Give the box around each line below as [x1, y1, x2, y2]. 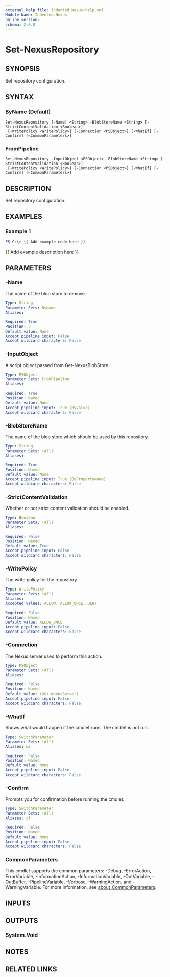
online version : [5, 17, 40, 22]
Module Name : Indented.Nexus [5, 12, 67, 17]
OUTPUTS [5, 916, 38, 925]
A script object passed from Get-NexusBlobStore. [5, 362, 110, 368]
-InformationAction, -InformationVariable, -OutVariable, [35, 873, 152, 879]
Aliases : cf [5, 816, 31, 821]
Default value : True [5, 543, 50, 548]
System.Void [5, 931, 38, 939]
